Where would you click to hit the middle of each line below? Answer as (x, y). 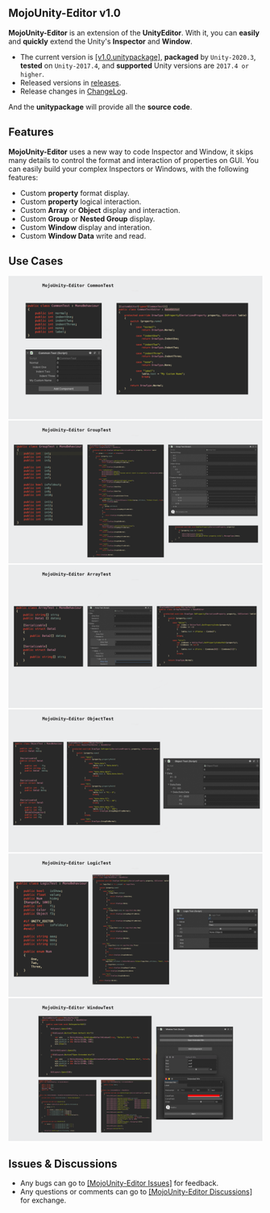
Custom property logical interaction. (81, 202)
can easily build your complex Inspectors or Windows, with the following (129, 169)
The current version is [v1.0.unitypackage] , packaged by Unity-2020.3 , (138, 56)
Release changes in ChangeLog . (74, 91)
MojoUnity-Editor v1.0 (64, 13)
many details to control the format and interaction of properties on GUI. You (134, 160)
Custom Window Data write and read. (83, 236)
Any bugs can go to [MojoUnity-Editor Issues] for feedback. (119, 1183)
